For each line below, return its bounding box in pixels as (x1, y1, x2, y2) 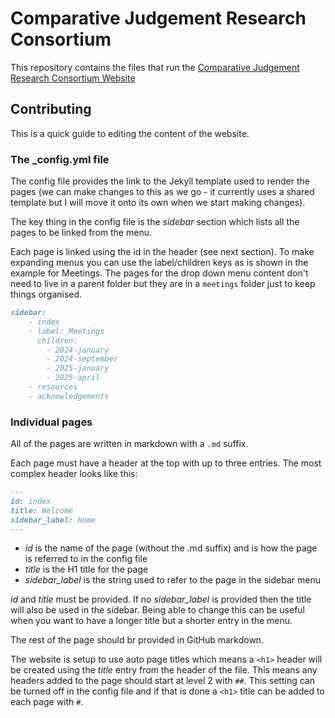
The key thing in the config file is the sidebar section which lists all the (10, 216, 300, 228)
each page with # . (10, 696, 84, 708)
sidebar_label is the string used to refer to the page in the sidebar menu (24, 574, 321, 586)
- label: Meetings (28, 326, 105, 336)
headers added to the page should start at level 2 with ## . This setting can (10, 675, 315, 687)
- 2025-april (46, 373, 101, 383)
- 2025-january (46, 363, 110, 374)
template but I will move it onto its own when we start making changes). (10, 197, 306, 209)
